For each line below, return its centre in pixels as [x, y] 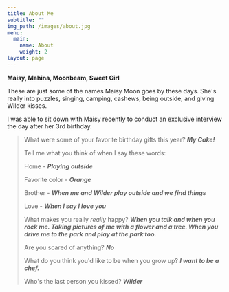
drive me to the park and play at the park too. [90, 234]
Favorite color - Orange [57, 179]
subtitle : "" [26, 20]
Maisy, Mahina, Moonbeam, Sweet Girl [64, 78]
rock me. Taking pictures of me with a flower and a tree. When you [121, 227]
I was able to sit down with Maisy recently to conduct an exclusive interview [115, 119]
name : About [36, 45]
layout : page [26, 58]
